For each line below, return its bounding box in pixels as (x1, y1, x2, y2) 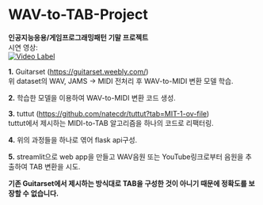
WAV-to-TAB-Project (8, 6, 148, 24)
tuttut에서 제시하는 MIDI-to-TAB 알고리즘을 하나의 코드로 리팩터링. (8, 118, 214, 127)
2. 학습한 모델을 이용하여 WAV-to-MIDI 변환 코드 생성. (8, 93, 176, 102)
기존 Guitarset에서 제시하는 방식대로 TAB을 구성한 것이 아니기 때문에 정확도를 (8, 178, 247, 188)
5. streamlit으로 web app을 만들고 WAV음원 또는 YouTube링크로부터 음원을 (8, 152, 244, 161)
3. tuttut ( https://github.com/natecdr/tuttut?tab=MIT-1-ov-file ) (8, 108, 210, 118)
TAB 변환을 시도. (29, 161, 81, 171)
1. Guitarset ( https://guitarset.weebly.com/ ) (8, 66, 149, 76)
